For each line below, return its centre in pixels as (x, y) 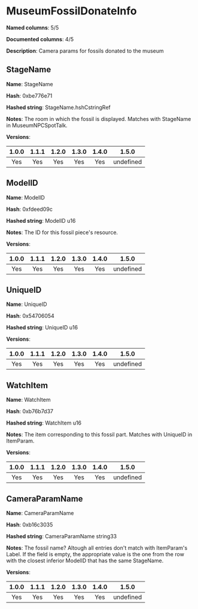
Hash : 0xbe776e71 (29, 96)
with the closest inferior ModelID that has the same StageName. (85, 560)
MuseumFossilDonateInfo (71, 11)
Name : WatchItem (28, 400)
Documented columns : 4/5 (40, 39)
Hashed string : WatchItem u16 (44, 423)
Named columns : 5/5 (33, 28)
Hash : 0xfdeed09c (29, 209)
